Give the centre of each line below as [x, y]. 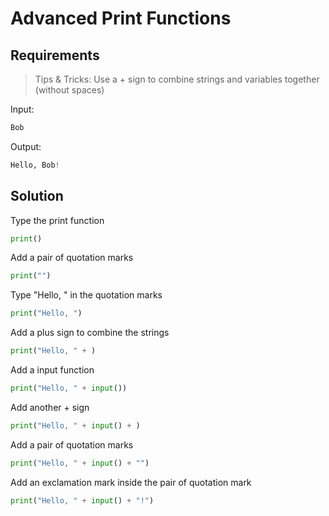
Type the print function [57, 220]
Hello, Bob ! [35, 165]
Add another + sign [50, 407]
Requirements [55, 55]
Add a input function [52, 370]
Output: [26, 146]
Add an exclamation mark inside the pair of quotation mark [131, 482]
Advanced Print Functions [121, 18]
